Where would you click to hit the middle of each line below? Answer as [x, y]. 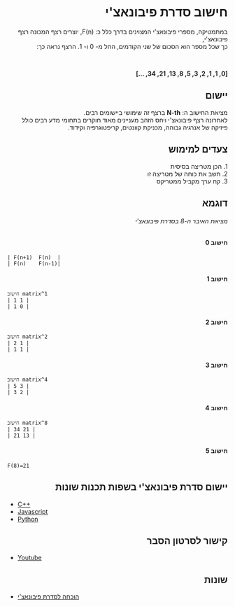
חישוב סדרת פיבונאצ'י [166, 12]
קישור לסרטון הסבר [187, 541]
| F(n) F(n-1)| [34, 263]
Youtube [29, 558]
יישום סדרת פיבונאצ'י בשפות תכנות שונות [141, 487]
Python [28, 519]
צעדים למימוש [198, 149]
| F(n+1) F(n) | [34, 257]
